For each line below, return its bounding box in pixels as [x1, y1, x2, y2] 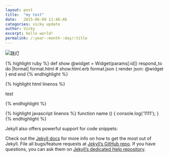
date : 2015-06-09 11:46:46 [5, 17, 67, 22]
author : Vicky [5, 26, 36, 31]
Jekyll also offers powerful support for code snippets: [5, 125, 118, 132]
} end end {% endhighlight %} [5, 71, 68, 77]
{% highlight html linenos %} [5, 81, 65, 87]
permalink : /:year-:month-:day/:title [5, 36, 88, 41]
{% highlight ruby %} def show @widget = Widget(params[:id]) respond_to [5, 60, 162, 66]
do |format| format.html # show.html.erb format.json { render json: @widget [5, 65, 164, 71]
